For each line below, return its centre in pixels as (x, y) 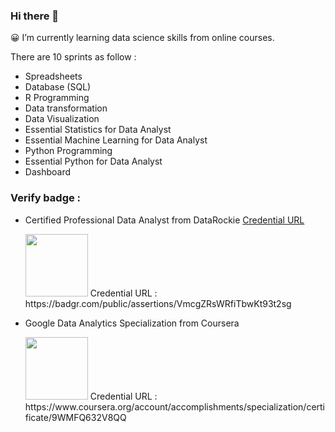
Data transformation (66, 108)
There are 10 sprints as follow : (73, 57)
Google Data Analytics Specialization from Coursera (132, 323)
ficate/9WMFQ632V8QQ (75, 417)
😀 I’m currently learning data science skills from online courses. (142, 38)
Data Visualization (62, 119)
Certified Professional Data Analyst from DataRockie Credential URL (164, 220)
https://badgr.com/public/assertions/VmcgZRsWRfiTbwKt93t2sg (158, 303)
